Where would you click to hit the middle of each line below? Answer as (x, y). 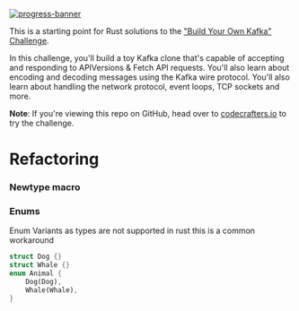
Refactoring (54, 159)
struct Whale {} (40, 265)
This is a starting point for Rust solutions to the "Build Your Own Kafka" (141, 31)
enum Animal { (36, 273)
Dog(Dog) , (44, 282)
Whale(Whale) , (52, 290)
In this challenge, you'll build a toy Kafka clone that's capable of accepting (147, 58)
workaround (32, 240)
